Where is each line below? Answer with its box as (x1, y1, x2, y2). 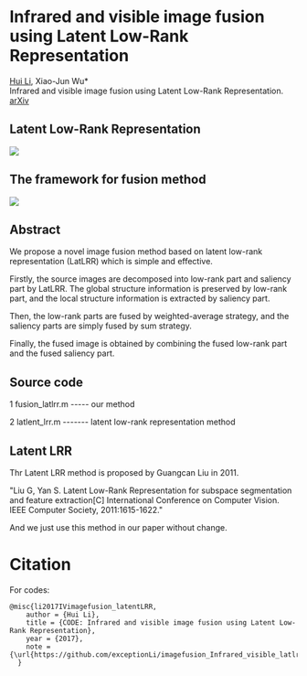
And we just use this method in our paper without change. (9, 522, 228, 532)
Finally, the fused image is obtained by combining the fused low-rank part (9, 338, 288, 349)
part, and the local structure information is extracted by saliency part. (9, 293, 270, 304)
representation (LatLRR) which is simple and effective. (9, 256, 213, 267)
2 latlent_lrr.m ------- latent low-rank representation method (9, 416, 236, 427)
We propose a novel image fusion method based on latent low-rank (9, 246, 263, 257)
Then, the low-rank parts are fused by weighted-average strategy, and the (9, 311, 290, 322)
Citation (9, 554, 71, 575)
